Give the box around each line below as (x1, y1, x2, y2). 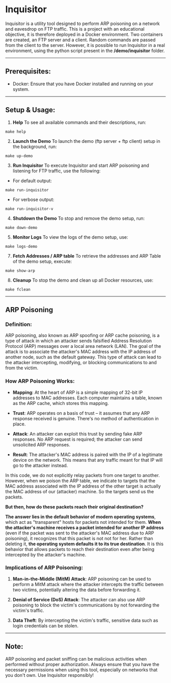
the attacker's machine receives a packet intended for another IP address (5, 524, 164, 530)
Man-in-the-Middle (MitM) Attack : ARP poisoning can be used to (12, 575, 151, 582)
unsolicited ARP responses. (12, 441, 70, 447)
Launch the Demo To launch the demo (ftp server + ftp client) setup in (12, 138, 160, 144)
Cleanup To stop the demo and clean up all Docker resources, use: (12, 277, 154, 283)
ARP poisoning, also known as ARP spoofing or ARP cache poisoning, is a (5, 333, 160, 339)
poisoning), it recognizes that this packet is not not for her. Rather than (5, 535, 154, 541)
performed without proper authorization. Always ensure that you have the (5, 661, 159, 667)
